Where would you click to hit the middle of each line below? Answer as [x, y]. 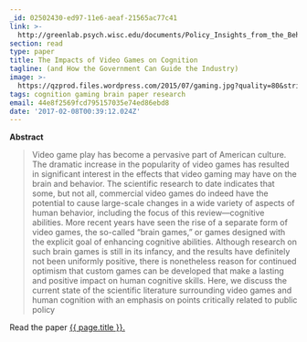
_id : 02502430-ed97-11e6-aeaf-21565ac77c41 [94, 18]
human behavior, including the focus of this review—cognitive [148, 213]
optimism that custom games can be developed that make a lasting [158, 271]
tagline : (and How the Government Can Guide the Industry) [124, 69]
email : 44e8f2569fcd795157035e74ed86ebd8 [90, 103]
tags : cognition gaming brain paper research [97, 94]
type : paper [32, 52]
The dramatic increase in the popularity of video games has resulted [160, 164]
